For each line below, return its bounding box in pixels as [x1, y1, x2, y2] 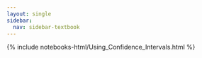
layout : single [6, 10, 52, 18]
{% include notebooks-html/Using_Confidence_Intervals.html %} [6, 43, 196, 52]
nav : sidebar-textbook [13, 23, 80, 30]
